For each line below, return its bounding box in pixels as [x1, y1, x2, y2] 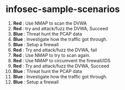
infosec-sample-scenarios [6, 4, 120, 15]
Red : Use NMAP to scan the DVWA [13, 20, 87, 26]
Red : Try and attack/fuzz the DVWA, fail [13, 47, 97, 53]
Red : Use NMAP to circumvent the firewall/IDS [13, 57, 111, 63]
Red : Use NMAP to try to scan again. [13, 52, 91, 58]
